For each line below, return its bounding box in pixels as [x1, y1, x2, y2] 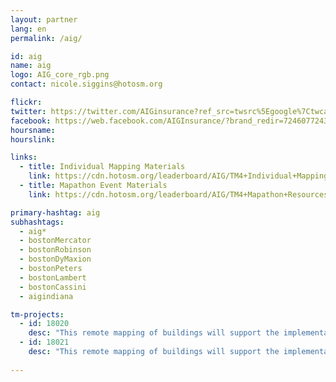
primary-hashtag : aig [10, 207, 101, 218]
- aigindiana [19, 291, 74, 301]
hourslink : [10, 134, 56, 145]
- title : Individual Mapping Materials [19, 162, 186, 172]
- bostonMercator [19, 236, 92, 246]
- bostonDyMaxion [19, 254, 92, 265]
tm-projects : [10, 309, 65, 320]
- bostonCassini [19, 282, 87, 292]
